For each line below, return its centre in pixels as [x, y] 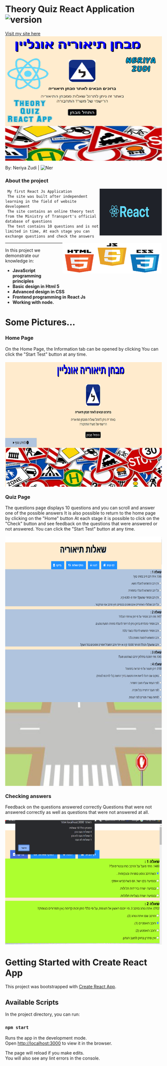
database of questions [29, 222]
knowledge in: [20, 261]
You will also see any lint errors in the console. [53, 1058]
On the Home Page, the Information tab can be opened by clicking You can [82, 349]
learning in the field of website [41, 202]
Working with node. [33, 302]
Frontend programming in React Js [49, 297]
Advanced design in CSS [38, 292]
